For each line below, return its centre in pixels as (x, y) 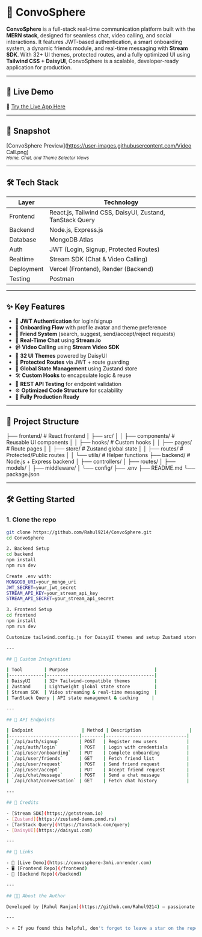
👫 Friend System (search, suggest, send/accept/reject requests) (95, 334)
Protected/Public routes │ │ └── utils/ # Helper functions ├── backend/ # (98, 455)
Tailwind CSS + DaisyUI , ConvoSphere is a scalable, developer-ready (93, 61)
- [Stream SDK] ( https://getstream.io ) (55, 813)
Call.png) (17, 152)
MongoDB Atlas (71, 240)
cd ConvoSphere (25, 538)
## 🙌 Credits (23, 803)
